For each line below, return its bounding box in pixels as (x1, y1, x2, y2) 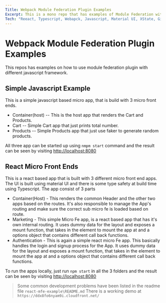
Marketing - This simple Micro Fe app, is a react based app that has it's (12, 216, 157, 222)
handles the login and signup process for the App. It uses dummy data (12, 243, 156, 249)
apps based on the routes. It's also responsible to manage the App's (12, 201, 152, 207)
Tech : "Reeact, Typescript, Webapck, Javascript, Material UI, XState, (5, 16, 156, 21)
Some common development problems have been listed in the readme (17, 283, 161, 289)
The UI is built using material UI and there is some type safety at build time (5, 180, 157, 186)
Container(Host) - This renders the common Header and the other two (12, 195, 156, 201)
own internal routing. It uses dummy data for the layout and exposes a (12, 221, 155, 227)
